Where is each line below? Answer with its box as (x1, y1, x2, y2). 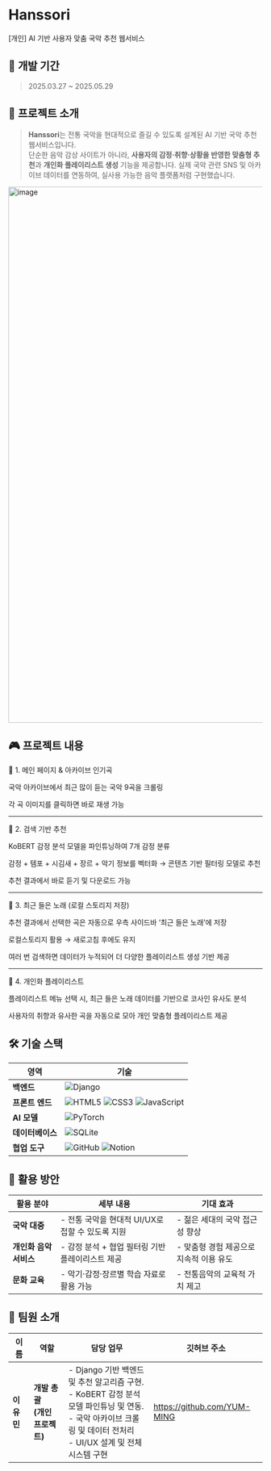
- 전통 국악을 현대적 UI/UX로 (60, 1214, 164, 1225)
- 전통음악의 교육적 (176, 1268, 246, 1280)
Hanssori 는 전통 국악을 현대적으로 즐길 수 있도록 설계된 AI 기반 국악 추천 (27, 129, 257, 139)
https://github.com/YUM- (152, 1401, 251, 1412)
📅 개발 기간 (8, 59, 60, 73)
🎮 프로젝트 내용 (8, 738, 84, 752)
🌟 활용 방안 (8, 1172, 60, 1186)
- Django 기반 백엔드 (68, 1364, 144, 1375)
